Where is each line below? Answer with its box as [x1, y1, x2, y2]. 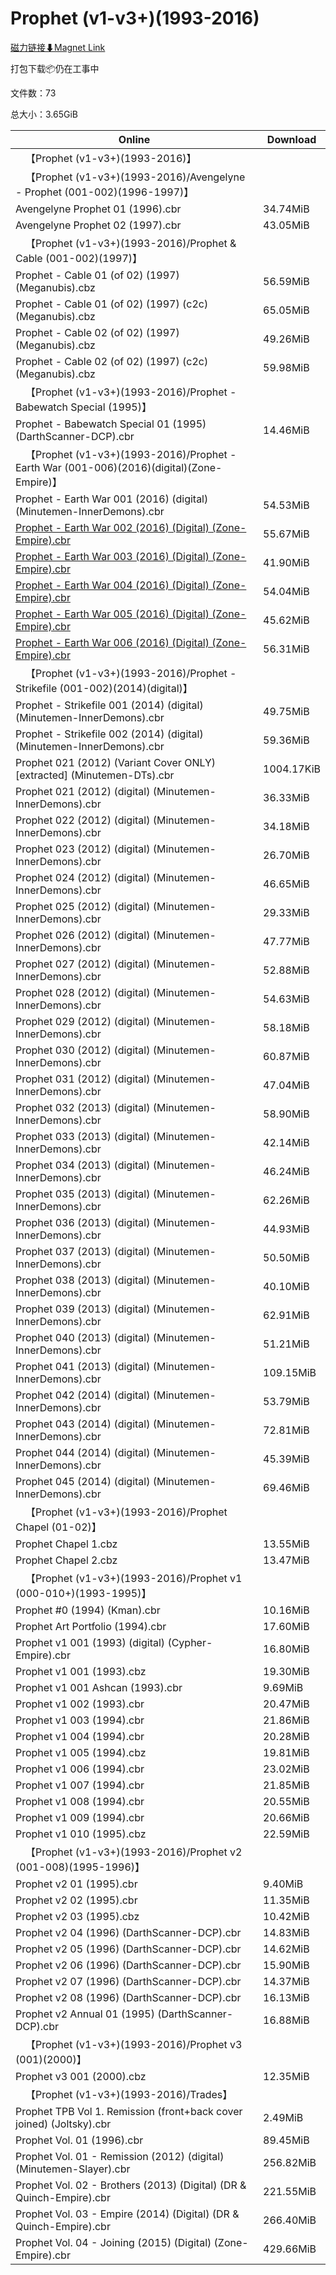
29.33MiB [263, 905, 310, 919]
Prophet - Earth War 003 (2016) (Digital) [15, 549, 210, 563]
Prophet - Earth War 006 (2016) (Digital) [15, 635, 210, 649]
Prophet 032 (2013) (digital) [15, 1100, 151, 1114]
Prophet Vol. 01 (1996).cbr [15, 2133, 144, 2147]
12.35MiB [263, 2069, 310, 2083]
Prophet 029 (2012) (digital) [15, 1014, 151, 1028]
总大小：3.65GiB [10, 108, 78, 120]
